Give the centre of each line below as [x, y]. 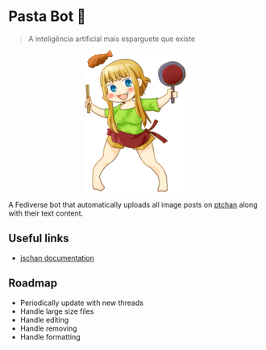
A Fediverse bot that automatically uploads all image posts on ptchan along [133, 204]
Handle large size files [57, 311]
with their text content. [46, 213]
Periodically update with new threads [81, 303]
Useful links [39, 239]
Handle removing [49, 328]
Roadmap [33, 284]
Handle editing [44, 319]
